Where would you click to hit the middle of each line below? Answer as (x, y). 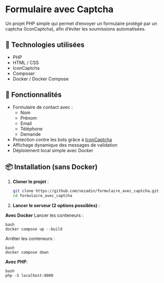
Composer (24, 73)
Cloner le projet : (31, 182)
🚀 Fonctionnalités (34, 95)
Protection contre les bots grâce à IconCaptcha (62, 139)
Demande (30, 134)
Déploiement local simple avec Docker (53, 150)
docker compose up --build (34, 229)
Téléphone (31, 129)
